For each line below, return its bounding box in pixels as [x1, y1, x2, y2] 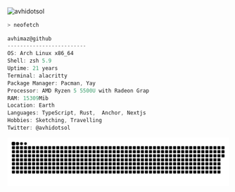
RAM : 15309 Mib [7, 95, 49, 102]
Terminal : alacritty [7, 72, 68, 79]
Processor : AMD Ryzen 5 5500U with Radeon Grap [7, 87, 150, 94]
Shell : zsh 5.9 [7, 57, 52, 65]
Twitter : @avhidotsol [7, 124, 71, 132]
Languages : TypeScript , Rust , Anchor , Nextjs [7, 109, 146, 116]
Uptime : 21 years [7, 65, 58, 72]
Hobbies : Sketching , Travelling [7, 117, 102, 124]
